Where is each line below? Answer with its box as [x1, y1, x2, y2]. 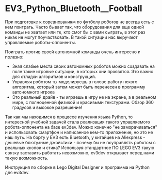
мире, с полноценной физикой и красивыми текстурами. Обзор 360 [12, 99, 154, 105]
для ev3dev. [5, 169, 30, 175]
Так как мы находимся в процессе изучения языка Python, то [5, 114, 133, 120]
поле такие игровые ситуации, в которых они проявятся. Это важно [12, 68, 154, 74]
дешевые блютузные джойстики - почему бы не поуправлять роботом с [5, 139, 156, 145]
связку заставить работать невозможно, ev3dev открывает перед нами [5, 150, 154, 155]
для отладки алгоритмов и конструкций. [12, 74, 96, 79]
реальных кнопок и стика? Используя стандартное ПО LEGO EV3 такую [5, 145, 155, 150]
